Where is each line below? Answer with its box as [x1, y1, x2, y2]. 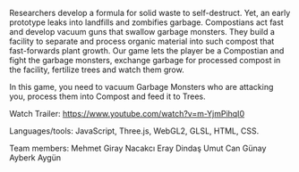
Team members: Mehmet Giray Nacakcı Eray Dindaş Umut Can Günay [9, 143, 267, 153]
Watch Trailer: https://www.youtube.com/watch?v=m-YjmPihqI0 [9, 109, 244, 119]
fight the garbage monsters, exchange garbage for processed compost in [9, 55, 281, 65]
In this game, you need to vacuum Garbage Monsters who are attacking [9, 82, 274, 92]
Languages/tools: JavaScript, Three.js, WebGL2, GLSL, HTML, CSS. [9, 126, 260, 136]
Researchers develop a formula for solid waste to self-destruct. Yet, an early [9, 8, 291, 18]
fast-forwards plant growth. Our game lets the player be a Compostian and [9, 45, 285, 56]
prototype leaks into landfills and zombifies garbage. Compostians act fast [9, 17, 284, 28]
